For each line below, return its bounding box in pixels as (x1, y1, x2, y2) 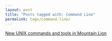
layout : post (5, 7, 33, 12)
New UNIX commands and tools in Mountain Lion (5, 30, 107, 36)
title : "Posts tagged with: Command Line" (5, 12, 95, 17)
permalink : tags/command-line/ (5, 16, 71, 21)
